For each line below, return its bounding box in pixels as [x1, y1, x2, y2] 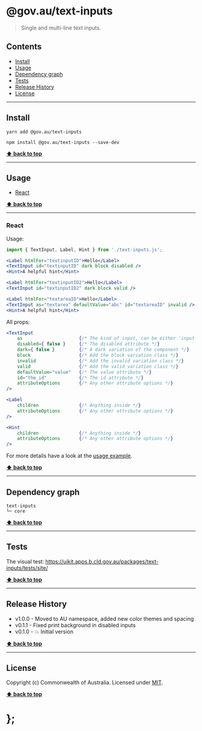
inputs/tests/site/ [6, 564, 48, 571]
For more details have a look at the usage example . [6, 452, 133, 459]
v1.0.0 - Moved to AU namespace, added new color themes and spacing [14, 615, 194, 622]
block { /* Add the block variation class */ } [17, 353, 179, 359]
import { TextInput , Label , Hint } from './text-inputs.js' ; [6, 246, 163, 253]
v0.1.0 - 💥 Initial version [14, 628, 74, 635]
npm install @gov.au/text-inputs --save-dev [6, 139, 120, 145]
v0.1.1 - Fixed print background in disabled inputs [14, 621, 136, 629]
